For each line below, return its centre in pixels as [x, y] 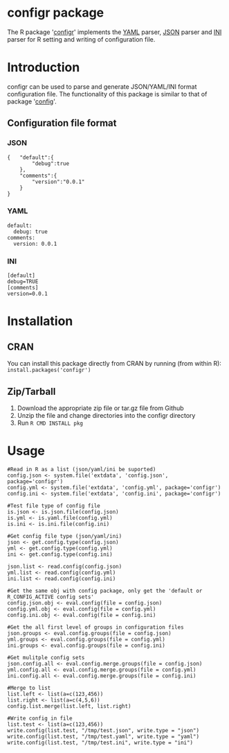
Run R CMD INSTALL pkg [50, 423]
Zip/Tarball [31, 391]
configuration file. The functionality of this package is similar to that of [107, 94]
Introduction [44, 68]
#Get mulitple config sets [46, 657]
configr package [56, 13]
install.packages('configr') [49, 370]
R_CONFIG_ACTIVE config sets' [51, 597]
